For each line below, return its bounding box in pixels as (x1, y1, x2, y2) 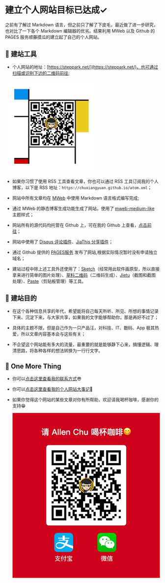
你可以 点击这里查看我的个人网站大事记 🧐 (12, 386, 93, 392)
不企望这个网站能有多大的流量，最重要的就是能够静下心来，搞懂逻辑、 (12, 341, 155, 347)
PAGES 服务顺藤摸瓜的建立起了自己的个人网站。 (5, 34, 102, 40)
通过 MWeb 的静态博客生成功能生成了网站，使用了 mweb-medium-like (12, 205, 155, 211)
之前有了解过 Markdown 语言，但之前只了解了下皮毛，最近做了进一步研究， (5, 22, 158, 28)
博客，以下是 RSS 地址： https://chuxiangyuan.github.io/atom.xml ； (12, 184, 152, 190)
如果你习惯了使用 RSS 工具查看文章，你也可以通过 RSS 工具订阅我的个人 (12, 178, 159, 184)
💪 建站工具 (5, 50, 37, 58)
